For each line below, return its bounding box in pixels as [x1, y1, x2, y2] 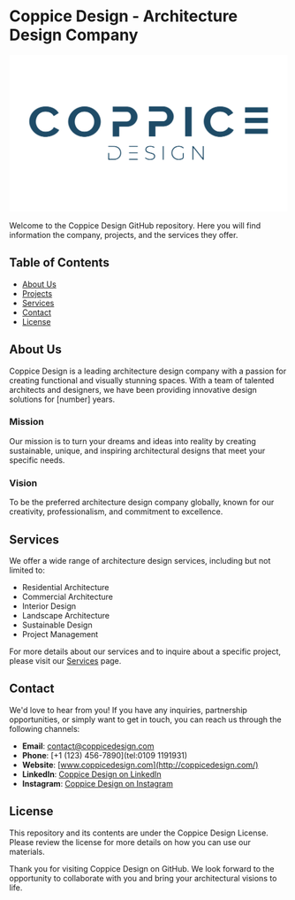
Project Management [21, 628, 99, 639]
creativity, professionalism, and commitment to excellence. [9, 506, 223, 517]
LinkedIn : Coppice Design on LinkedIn [21, 768, 162, 780]
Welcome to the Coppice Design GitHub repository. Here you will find [9, 219, 261, 231]
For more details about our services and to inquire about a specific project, [9, 646, 281, 657]
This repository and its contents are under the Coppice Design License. [9, 827, 269, 838]
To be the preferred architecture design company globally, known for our [9, 497, 275, 508]
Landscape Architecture [21, 610, 110, 620]
